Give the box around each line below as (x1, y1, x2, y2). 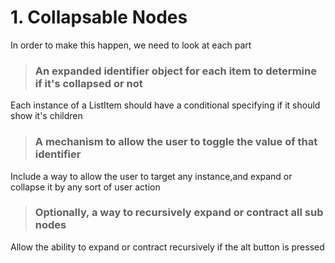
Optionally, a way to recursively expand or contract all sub (34, 206, 324, 220)
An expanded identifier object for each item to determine (34, 64, 317, 78)
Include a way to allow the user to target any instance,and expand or (10, 170, 293, 182)
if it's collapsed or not (34, 76, 143, 90)
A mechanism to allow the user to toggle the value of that (34, 135, 318, 149)
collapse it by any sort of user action (10, 181, 161, 193)
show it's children (10, 110, 83, 122)
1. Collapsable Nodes (10, 6, 188, 29)
